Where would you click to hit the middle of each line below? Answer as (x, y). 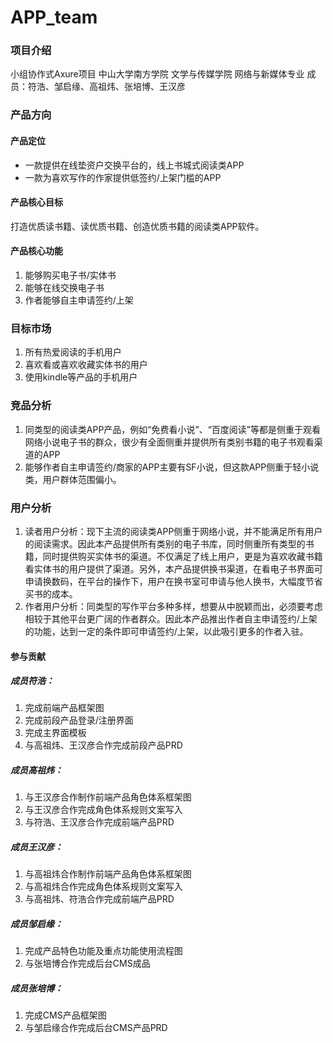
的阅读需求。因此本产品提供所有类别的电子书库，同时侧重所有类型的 (165, 543)
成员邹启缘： (36, 924)
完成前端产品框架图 (64, 708)
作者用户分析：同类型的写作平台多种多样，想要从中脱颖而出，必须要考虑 (173, 606)
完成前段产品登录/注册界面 (79, 720)
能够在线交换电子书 (64, 288)
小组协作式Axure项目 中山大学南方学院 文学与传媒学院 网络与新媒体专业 (157, 74)
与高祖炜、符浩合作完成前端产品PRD (99, 899)
